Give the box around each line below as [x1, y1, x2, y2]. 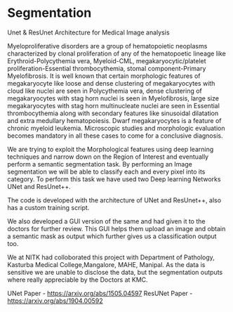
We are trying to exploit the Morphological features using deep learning [7, 145, 214, 153]
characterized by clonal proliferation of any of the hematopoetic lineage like [7, 49, 227, 58]
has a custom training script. [7, 203, 90, 212]
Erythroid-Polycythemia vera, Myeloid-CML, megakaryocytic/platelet [7, 56, 206, 65]
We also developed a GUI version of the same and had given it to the [7, 216, 206, 226]
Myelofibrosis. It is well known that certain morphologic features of [7, 72, 201, 80]
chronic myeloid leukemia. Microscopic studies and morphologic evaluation [7, 124, 225, 132]
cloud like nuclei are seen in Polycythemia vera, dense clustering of [7, 86, 202, 95]
